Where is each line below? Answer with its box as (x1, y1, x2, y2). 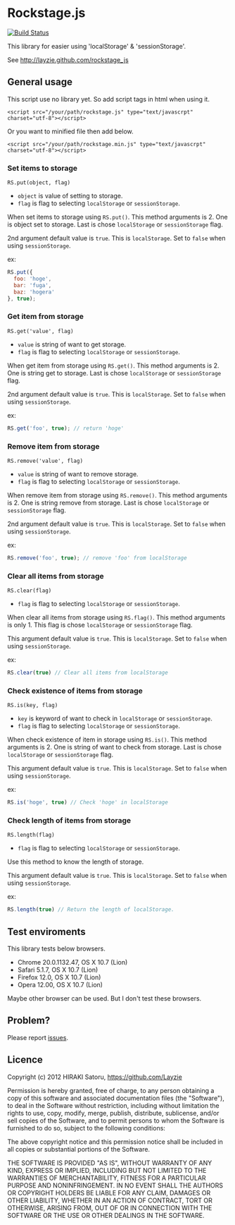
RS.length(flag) (7, 831, 55, 839)
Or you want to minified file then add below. (7, 127, 134, 135)
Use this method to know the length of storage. (7, 857, 144, 866)
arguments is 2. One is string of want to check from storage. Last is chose (7, 743, 222, 752)
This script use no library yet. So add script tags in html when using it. (7, 95, 210, 103)
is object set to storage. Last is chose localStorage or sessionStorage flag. (7, 220, 223, 229)
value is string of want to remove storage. (17, 469, 139, 478)
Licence (7, 1054, 44, 1066)
